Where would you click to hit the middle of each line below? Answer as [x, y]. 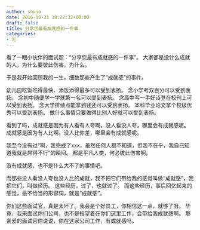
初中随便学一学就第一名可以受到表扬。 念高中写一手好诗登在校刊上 [105, 97]
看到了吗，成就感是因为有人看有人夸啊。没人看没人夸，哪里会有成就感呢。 [98, 125]
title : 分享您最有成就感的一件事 [42, 28]
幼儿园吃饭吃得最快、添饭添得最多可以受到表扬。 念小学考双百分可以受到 [96, 90]
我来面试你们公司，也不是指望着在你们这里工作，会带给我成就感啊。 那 [104, 213]
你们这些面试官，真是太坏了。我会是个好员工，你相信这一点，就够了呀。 [95, 206]
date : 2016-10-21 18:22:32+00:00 [48, 17]
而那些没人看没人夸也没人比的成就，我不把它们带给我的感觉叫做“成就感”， [98, 178]
